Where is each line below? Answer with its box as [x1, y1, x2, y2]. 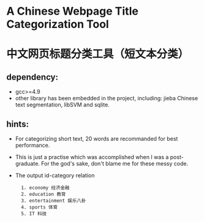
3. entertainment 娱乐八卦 [21, 198, 86, 204]
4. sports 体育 [21, 204, 58, 210]
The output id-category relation [15, 172, 95, 179]
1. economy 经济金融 [21, 185, 70, 191]
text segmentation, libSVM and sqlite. [15, 101, 110, 108]
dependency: [6, 72, 59, 82]
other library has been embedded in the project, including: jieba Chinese [15, 95, 198, 102]
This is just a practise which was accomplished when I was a [15, 154, 169, 160]
